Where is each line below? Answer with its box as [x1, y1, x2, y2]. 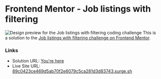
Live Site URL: [12, 63, 40, 69]
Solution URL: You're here [12, 58, 64, 64]
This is [142, 30, 156, 35]
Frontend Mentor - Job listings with [5, 3, 151, 15]
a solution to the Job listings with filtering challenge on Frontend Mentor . [5, 35, 151, 41]
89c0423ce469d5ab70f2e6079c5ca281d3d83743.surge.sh [12, 68, 133, 74]
